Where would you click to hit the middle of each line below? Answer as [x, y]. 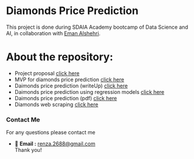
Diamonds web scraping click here [56, 104]
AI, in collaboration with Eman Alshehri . [53, 33]
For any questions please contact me [51, 133]
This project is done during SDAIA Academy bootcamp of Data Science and [97, 27]
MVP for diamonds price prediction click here [69, 79]
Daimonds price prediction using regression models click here [89, 92]
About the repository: [59, 57]
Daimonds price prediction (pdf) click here [66, 98]
